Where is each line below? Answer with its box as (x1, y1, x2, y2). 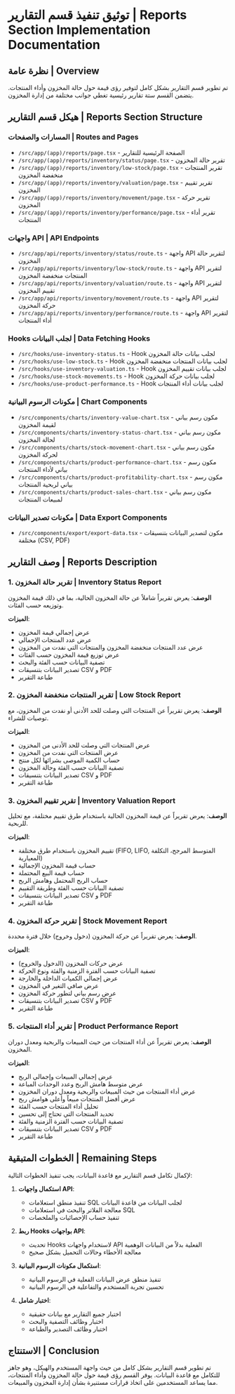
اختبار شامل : (18, 1296, 51, 1304)
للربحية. (8, 819, 29, 828)
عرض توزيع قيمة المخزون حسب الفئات (18, 650, 120, 659)
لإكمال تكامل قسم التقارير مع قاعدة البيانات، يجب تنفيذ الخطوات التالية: (8, 1171, 192, 1179)
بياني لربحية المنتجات (18, 480, 73, 488)
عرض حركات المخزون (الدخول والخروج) (18, 959, 123, 968)
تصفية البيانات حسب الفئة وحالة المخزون (18, 763, 124, 772)
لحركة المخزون (18, 450, 58, 459)
